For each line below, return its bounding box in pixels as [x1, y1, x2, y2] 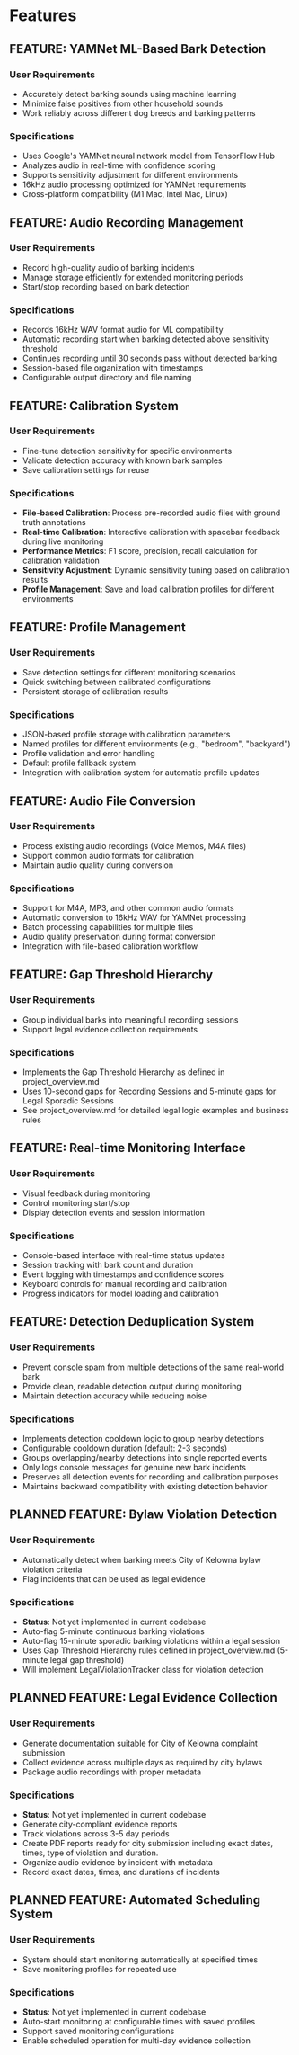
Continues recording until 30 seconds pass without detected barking [22, 353, 277, 364]
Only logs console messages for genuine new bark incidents [22, 1462, 247, 1473]
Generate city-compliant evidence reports [22, 1818, 178, 1830]
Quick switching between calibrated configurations [22, 676, 212, 687]
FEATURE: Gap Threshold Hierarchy [9, 967, 214, 982]
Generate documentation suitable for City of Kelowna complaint [22, 1738, 259, 1748]
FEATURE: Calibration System [9, 398, 180, 414]
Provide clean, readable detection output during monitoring [22, 1380, 242, 1391]
